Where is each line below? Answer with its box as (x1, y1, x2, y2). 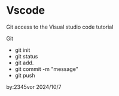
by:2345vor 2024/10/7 (6, 83, 62, 90)
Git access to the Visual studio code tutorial (6, 23, 114, 30)
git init (14, 46, 30, 54)
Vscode (6, 4, 45, 17)
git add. (14, 59, 34, 66)
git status (14, 52, 38, 60)
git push (14, 72, 35, 79)
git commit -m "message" (14, 65, 79, 72)
